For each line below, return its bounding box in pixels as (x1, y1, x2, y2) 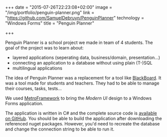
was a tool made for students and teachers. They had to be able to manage (5, 80, 160, 86)
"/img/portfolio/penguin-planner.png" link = (5, 9, 95, 15)
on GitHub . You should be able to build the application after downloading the (5, 115, 162, 121)
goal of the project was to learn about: (5, 45, 84, 50)
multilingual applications (12, 65, 62, 71)
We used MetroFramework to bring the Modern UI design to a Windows (5, 95, 152, 101)
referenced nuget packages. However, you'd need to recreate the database (5, 121, 160, 126)
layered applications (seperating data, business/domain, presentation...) (12, 54, 161, 60)
